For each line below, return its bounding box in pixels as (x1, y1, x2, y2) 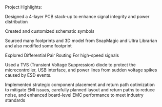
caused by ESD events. (5, 72, 52, 78)
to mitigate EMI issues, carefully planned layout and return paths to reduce (5, 87, 155, 92)
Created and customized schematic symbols (5, 28, 95, 34)
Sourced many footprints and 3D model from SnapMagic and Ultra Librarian (5, 38, 158, 43)
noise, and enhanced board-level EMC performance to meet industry (5, 92, 144, 98)
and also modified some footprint (5, 43, 72, 48)
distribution (5, 19, 28, 24)
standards (5, 97, 25, 103)
